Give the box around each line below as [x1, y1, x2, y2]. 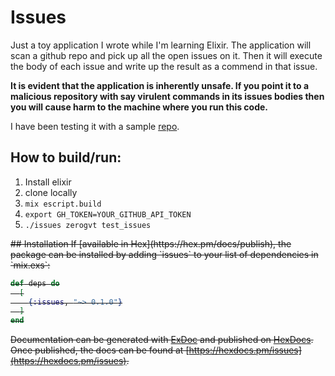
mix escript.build [24, 199, 102, 209]
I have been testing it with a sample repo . [10, 120, 180, 132]
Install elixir [24, 176, 72, 188]
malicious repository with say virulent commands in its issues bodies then [10, 90, 325, 102]
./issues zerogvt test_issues [24, 220, 152, 230]
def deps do [10, 278, 60, 288]
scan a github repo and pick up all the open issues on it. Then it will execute [10, 49, 323, 61]
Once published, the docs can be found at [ [10, 344, 190, 356]
